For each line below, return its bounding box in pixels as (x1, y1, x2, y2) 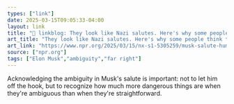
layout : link (7, 23, 45, 30)
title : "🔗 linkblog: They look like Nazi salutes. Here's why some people (7, 29, 229, 37)
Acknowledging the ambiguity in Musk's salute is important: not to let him (7, 74, 218, 83)
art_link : (7, 42, 36, 49)
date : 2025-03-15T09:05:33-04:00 (7, 17, 104, 24)
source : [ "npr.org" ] (7, 49, 68, 56)
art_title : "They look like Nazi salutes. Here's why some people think (7, 36, 223, 43)
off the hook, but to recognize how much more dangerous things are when (7, 81, 221, 90)
